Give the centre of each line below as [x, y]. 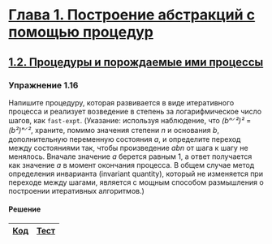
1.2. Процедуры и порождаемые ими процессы [136, 62]
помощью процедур [81, 32]
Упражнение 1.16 [43, 85]
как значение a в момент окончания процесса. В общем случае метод [132, 165]
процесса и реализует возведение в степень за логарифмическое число [135, 111]
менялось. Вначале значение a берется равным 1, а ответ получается [130, 156]
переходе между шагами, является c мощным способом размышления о [136, 182]
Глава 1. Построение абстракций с [132, 15]
